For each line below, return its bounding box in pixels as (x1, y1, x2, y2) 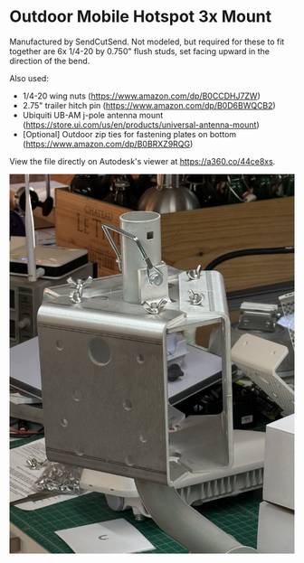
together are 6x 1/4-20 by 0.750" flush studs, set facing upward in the (9, 45, 270, 56)
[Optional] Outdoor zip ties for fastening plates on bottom (22, 128, 237, 139)
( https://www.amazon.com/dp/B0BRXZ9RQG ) (22, 138, 194, 149)
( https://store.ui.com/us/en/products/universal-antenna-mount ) (22, 119, 260, 130)
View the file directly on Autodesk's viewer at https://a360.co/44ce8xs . (9, 155, 276, 166)
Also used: (9, 72, 50, 83)
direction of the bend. (9, 55, 90, 66)
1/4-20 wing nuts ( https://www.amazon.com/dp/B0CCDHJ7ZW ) (22, 90, 261, 101)
